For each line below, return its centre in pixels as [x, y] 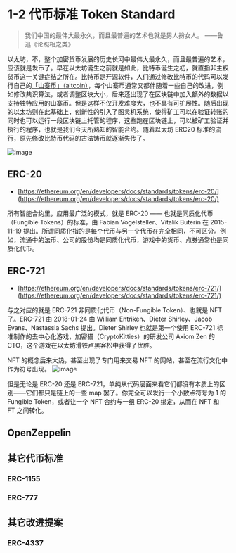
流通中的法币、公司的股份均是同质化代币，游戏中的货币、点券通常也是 [121, 239]
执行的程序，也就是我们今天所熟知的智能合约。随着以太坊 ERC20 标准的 [111, 129]
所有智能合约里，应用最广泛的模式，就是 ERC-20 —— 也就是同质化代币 [110, 213]
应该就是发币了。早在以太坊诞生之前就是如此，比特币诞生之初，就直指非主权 [118, 68]
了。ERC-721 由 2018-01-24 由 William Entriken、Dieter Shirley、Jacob [110, 319]
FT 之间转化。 [27, 410]
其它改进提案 [35, 522]
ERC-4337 [26, 542]
